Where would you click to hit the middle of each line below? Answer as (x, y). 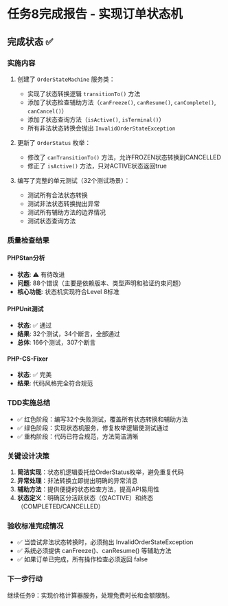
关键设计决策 (28, 456)
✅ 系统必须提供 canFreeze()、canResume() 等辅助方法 (94, 551)
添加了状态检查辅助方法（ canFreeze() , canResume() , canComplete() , (122, 102)
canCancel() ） (47, 111)
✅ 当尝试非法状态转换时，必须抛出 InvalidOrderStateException (105, 542)
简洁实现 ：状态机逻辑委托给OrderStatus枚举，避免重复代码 (100, 472)
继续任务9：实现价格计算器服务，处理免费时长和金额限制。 (90, 595)
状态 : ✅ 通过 (34, 325)
